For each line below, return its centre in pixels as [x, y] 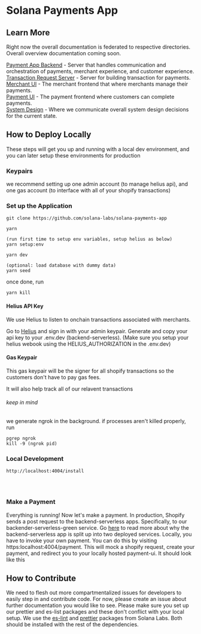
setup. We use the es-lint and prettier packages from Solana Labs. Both [94, 618]
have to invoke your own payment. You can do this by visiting [82, 541]
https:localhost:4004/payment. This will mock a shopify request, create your [100, 547]
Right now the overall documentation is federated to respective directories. [98, 47]
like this [16, 559]
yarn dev [17, 255]
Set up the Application [39, 206]
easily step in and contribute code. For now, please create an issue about [96, 599]
